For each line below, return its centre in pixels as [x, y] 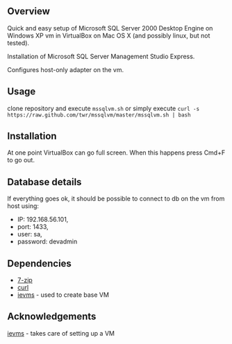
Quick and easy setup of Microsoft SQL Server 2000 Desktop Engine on [110, 28]
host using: [23, 206]
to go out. [21, 160]
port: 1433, [33, 227]
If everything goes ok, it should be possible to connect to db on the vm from [116, 199]
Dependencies [39, 263]
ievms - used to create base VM [63, 295]
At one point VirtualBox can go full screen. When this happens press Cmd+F [116, 153]
